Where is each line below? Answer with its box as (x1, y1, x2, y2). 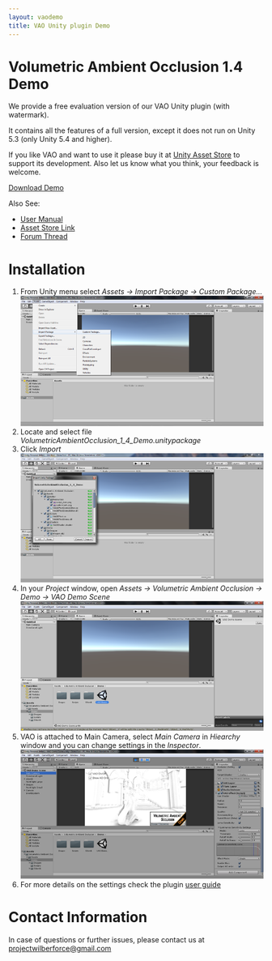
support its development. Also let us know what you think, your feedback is (8, 159, 259, 169)
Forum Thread (19, 232, 68, 241)
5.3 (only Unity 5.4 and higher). (8, 135, 113, 144)
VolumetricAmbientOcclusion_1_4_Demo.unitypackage (19, 435, 202, 445)
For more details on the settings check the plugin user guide (19, 879, 221, 889)
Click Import (19, 444, 62, 454)
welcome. (8, 167, 41, 177)
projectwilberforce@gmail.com (8, 943, 112, 953)
